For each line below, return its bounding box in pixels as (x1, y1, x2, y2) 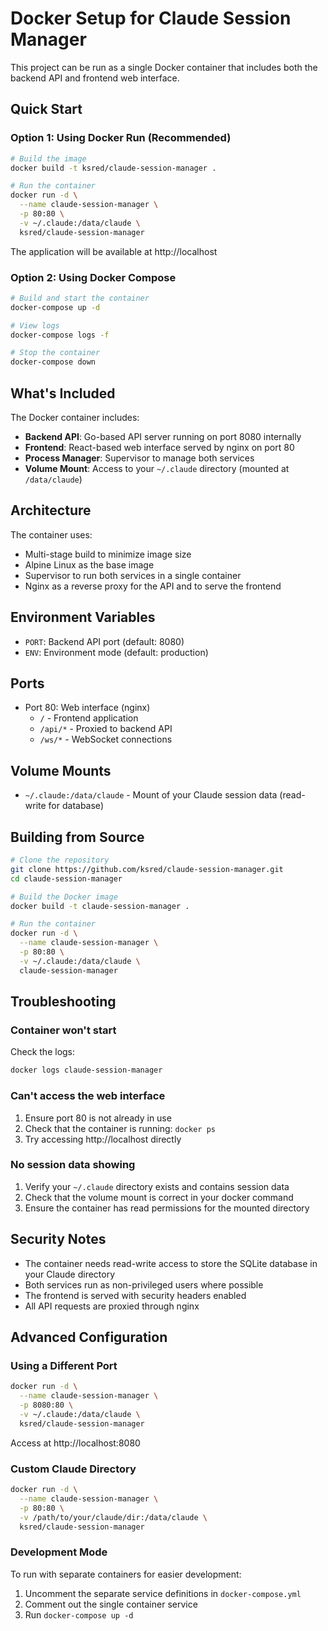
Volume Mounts (10, 762, 112, 779)
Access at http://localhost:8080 (10, 1437, 141, 1449)
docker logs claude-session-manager (10, 1065, 163, 1076)
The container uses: (10, 528, 93, 541)
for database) (48, 800, 104, 812)
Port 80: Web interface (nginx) (24, 702, 151, 714)
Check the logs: (10, 1046, 76, 1058)
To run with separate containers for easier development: (10, 1568, 242, 1580)
